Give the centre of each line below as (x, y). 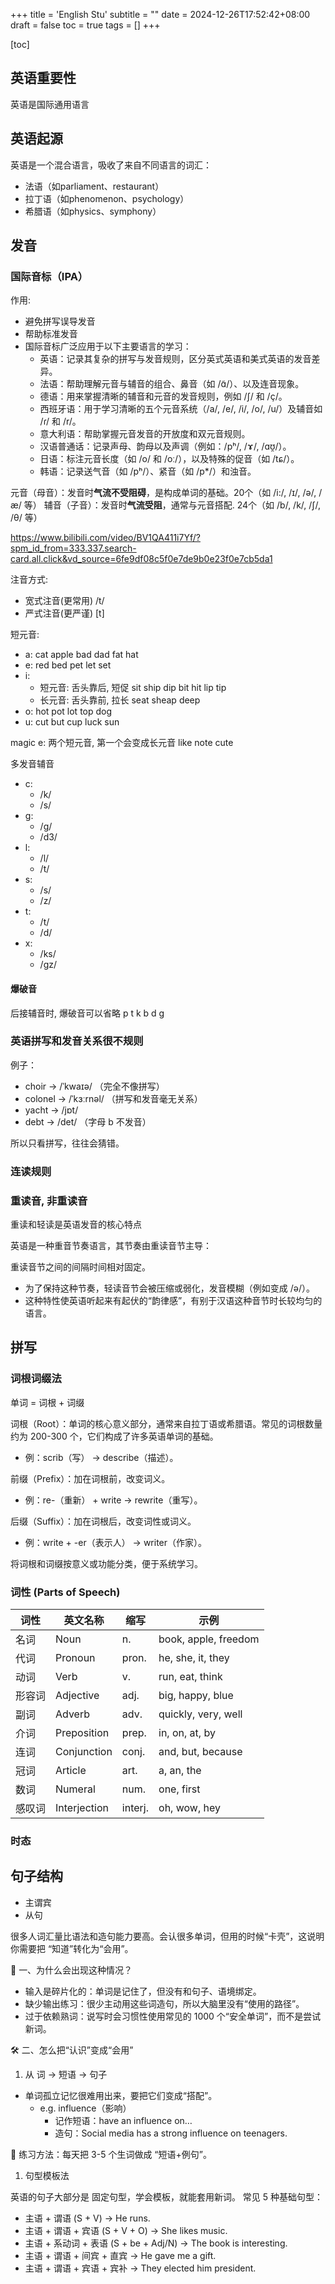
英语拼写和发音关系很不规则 (77, 1041)
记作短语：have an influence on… (123, 2120)
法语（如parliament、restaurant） (94, 186)
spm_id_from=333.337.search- (73, 548)
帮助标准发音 (51, 334)
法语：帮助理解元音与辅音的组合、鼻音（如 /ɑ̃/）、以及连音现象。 (172, 384)
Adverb (73, 1714)
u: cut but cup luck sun (72, 722)
